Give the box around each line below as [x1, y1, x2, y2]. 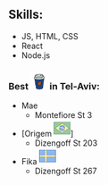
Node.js [21, 49, 51, 61]
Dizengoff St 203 [34, 138, 98, 148]
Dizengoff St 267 [34, 165, 97, 177]
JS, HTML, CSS [21, 30, 79, 41]
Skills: [8, 7, 44, 22]
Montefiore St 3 [34, 110, 93, 121]
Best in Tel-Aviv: [8, 80, 100, 92]
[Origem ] [21, 129, 74, 139]
